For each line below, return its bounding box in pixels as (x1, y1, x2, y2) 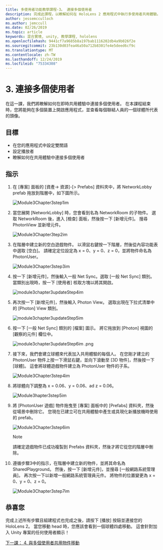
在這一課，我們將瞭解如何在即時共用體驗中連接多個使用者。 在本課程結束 (5, 101, 151, 107)
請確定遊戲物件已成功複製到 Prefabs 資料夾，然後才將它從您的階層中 (12, 444, 149, 449)
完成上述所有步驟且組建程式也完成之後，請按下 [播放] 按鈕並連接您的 (5, 517, 143, 523)
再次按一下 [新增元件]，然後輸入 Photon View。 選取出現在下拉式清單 (12, 299, 150, 305)
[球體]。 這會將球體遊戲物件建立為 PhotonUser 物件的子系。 (12, 363, 132, 369)
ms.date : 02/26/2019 (5, 25, 47, 30)
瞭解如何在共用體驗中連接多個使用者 (12, 154, 85, 160)
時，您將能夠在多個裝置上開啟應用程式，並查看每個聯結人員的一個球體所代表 (5, 107, 158, 113)
